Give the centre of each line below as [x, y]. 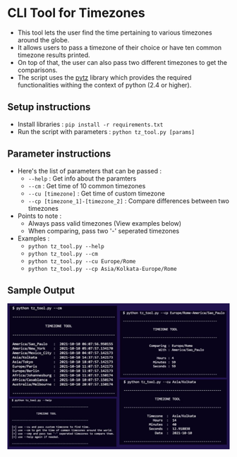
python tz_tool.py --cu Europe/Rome [82, 261]
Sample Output [41, 290]
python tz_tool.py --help [66, 246]
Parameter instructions [59, 154]
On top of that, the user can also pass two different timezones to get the [122, 62]
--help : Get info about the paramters [82, 178]
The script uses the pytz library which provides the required [104, 77]
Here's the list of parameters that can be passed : [90, 171]
